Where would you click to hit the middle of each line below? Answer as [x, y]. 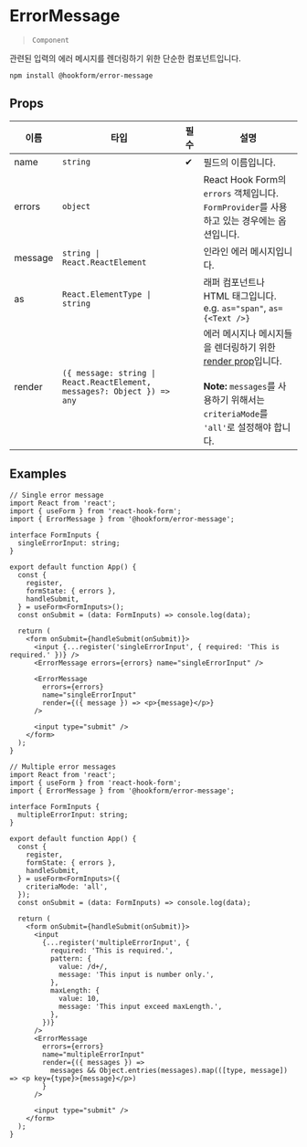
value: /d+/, [83, 966]
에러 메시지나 [230, 333]
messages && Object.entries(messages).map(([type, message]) [169, 1070]
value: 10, [79, 998]
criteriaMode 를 [236, 414]
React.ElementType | [107, 294]
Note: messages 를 [239, 386]
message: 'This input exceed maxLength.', [140, 1006]
